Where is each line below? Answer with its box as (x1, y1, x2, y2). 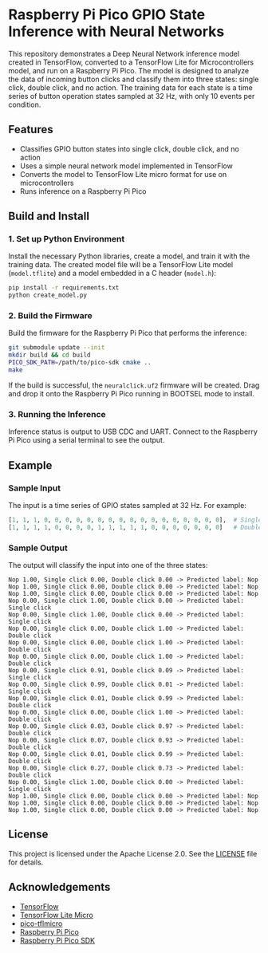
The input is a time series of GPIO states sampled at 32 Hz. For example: (8, 500, 247, 510)
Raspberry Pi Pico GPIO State (8, 6, 206, 24)
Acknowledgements (8, 880, 111, 894)
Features (8, 123, 53, 136)
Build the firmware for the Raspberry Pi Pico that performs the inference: (8, 329, 247, 338)
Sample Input (8, 482, 61, 494)
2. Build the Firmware (8, 310, 93, 321)
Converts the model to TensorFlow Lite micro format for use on (19, 169, 227, 179)
